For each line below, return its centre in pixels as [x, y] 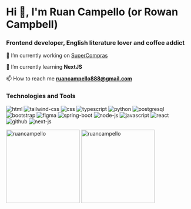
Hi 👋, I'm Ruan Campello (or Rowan [92, 12]
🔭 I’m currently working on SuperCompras [57, 56]
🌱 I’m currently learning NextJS [44, 67]
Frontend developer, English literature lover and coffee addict [95, 43]
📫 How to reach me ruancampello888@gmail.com [69, 79]
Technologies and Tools [41, 96]
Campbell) [32, 24]
